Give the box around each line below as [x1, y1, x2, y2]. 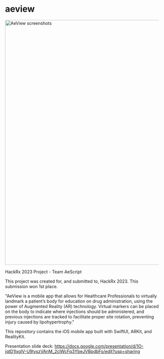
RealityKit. [5, 334, 26, 339]
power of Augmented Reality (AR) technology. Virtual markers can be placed [5, 303, 159, 309]
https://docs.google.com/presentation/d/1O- [54, 343, 144, 349]
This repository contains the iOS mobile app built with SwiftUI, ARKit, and [5, 328, 152, 334]
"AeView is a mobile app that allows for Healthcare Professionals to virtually [5, 293, 157, 299]
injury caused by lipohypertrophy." [5, 319, 75, 325]
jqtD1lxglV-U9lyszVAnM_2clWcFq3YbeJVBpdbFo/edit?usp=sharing [5, 348, 141, 354]
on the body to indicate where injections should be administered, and [5, 309, 144, 314]
